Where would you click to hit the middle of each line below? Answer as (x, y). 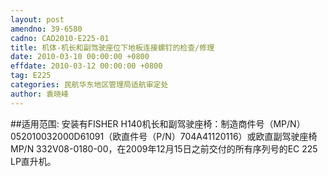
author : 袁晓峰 (39, 94)
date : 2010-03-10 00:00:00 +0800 (80, 57)
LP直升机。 (33, 161)
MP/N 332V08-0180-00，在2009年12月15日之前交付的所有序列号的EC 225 (164, 148)
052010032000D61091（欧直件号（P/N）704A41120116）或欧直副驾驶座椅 (164, 136)
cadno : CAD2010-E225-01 (60, 38)
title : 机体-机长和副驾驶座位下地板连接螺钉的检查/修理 (112, 47)
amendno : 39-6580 (46, 29)
